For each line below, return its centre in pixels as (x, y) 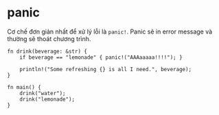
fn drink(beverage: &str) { (47, 51)
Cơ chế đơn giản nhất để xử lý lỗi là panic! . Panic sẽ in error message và (110, 31)
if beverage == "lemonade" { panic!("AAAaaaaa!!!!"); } (101, 57)
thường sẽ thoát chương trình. (49, 38)
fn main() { (24, 87)
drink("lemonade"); (47, 99)
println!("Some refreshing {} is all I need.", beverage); (106, 69)
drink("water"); (43, 93)
